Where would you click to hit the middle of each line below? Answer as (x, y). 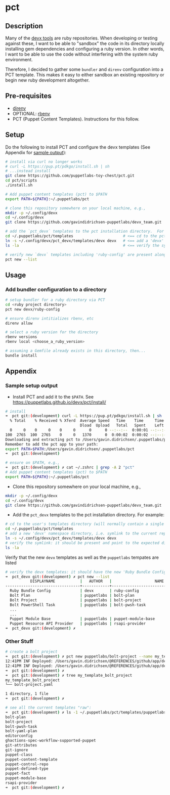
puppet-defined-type (27, 769)
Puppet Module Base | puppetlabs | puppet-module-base (82, 619)
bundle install (21, 356)
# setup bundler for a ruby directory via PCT (55, 300)
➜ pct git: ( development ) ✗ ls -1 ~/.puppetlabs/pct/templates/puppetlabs (86, 712)
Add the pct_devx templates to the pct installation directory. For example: (88, 515)
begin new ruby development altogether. (48, 80)
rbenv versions (21, 337)
